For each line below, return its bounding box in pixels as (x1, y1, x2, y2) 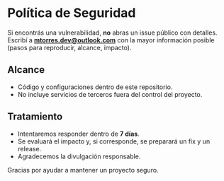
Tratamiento (7, 111, 63, 123)
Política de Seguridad (7, 5, 136, 21)
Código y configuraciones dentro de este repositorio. (17, 83, 173, 91)
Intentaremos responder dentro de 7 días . (17, 129, 140, 138)
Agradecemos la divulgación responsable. (17, 152, 141, 160)
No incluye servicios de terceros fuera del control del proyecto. (17, 90, 203, 98)
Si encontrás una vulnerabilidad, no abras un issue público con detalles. (7, 28, 218, 37)
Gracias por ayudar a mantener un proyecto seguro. (7, 165, 159, 174)
